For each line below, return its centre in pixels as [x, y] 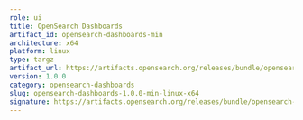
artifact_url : [36, 69]
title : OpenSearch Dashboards [66, 26]
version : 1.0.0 [38, 77]
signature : [30, 102]
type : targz [32, 60]
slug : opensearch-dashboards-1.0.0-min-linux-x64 [105, 93]
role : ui [26, 18]
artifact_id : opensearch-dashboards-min [87, 34]
